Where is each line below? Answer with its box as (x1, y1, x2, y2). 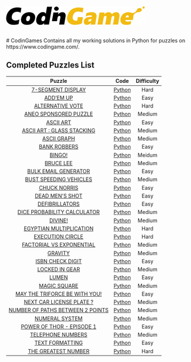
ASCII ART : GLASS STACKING (22, 127, 96, 134)
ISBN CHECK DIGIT (35, 257, 82, 264)
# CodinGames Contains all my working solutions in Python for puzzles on (6, 37, 186, 44)
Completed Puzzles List (6, 60, 95, 71)
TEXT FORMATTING (34, 339, 83, 347)
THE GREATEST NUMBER (28, 347, 90, 354)
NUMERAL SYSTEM (34, 315, 83, 322)
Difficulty (136, 78, 160, 85)
